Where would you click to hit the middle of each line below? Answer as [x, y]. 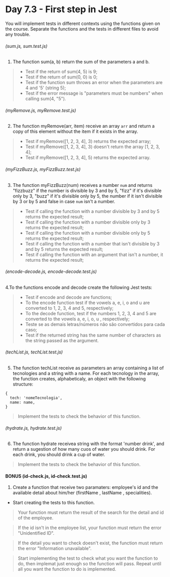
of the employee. [35, 518]
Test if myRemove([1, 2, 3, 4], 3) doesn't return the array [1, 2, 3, [93, 147]
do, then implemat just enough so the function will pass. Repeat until [89, 564]
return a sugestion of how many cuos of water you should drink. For [84, 449]
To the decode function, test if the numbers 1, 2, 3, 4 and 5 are [91, 313]
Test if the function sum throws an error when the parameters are [94, 83]
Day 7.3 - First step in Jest [61, 9]
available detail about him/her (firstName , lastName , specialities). [82, 493]
